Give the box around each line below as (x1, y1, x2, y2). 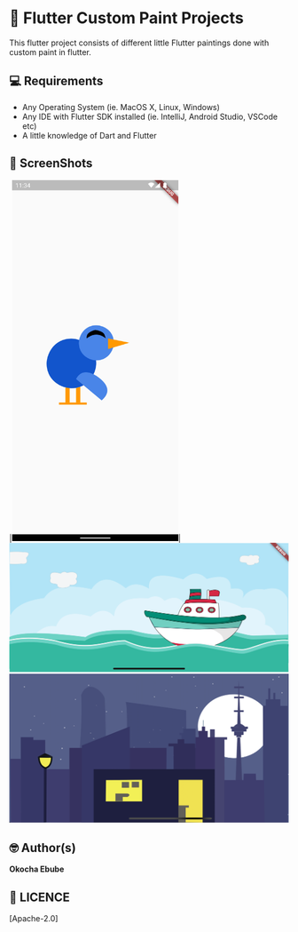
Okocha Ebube (9, 864, 65, 874)
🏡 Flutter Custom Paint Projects (9, 8, 244, 28)
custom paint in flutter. (9, 46, 91, 57)
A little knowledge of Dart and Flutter (21, 130, 157, 140)
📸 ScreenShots (9, 155, 93, 171)
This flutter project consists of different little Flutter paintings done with (9, 37, 270, 48)
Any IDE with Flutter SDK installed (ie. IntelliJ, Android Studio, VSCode (21, 111, 278, 122)
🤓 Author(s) (9, 840, 77, 856)
